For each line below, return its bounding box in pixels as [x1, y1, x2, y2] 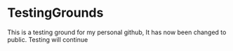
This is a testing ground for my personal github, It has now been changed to [7, 28, 227, 36]
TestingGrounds [7, 5, 104, 21]
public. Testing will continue [7, 35, 88, 43]
